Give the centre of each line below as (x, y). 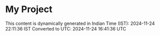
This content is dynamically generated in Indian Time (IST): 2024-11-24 (80, 23)
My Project (29, 9)
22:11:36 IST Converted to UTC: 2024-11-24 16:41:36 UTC (66, 28)
